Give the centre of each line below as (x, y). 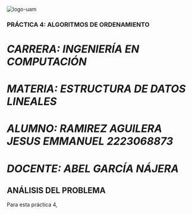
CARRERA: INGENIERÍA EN (73, 49)
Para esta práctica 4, (32, 204)
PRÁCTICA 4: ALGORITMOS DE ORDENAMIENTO (78, 24)
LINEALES (32, 102)
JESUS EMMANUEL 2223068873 (90, 141)
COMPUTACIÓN (47, 62)
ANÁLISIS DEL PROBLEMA (56, 191)
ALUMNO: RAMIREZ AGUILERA (84, 129)
